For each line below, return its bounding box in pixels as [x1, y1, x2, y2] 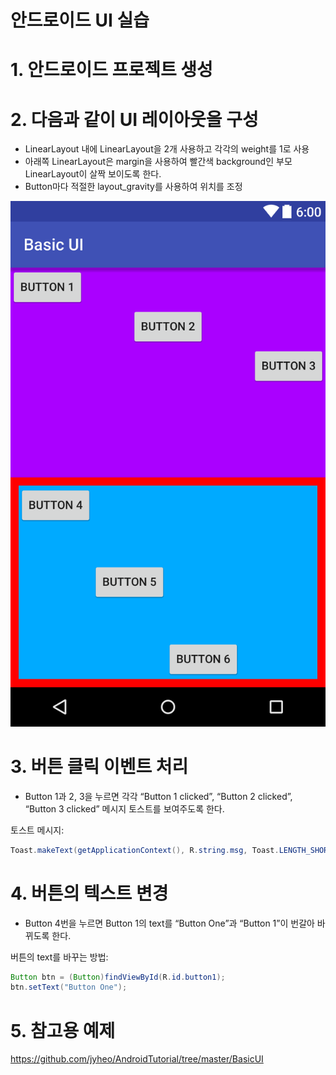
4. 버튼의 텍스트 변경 [10, 882, 169, 905]
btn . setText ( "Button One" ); [10, 982, 128, 993]
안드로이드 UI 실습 [10, 9, 150, 32]
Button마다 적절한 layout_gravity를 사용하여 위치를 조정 [24, 181, 243, 193]
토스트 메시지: [10, 824, 65, 836]
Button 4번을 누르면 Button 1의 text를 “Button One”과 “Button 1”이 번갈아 [24, 917, 315, 929]
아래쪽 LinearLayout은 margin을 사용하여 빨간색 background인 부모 [24, 156, 293, 168]
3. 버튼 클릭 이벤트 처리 [10, 756, 189, 778]
